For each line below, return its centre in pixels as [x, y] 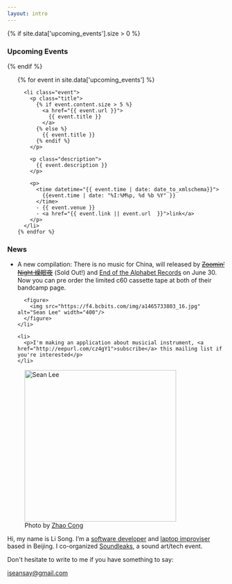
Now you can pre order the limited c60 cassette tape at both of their [114, 281]
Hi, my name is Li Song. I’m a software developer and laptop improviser [109, 539]
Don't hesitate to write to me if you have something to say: [90, 560]
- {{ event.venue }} [65, 207]
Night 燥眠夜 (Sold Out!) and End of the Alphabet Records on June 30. [117, 273]
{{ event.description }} [72, 165]
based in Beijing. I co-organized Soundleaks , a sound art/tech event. [105, 546]
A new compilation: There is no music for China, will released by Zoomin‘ [121, 265]
